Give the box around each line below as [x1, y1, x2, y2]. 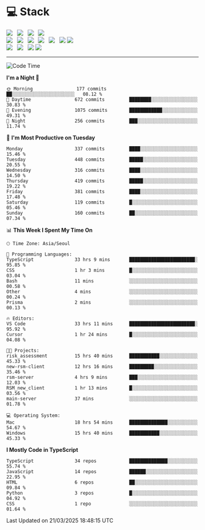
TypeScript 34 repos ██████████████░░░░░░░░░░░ [6, 458, 198, 464]
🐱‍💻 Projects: [6, 347, 40, 353]
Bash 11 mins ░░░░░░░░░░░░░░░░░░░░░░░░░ [6, 278, 198, 284]
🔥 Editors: [6, 315, 35, 322]
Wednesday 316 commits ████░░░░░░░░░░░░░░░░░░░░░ [6, 167, 198, 173]
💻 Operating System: [6, 412, 61, 419]
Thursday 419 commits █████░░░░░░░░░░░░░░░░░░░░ [6, 178, 198, 184]
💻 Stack [6, 5, 50, 19]
